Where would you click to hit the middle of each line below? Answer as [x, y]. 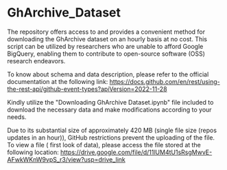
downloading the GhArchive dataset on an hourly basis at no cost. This [107, 39]
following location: [33, 152]
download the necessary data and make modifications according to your [109, 109]
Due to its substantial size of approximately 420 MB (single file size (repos [112, 130]
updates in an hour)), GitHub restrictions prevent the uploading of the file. [111, 137]
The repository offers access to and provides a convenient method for [106, 32]
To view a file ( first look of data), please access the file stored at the [104, 145]
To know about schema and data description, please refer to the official [108, 74]
